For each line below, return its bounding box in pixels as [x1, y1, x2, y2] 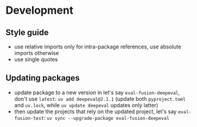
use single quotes [14, 56, 58, 63]
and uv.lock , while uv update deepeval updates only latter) [14, 101, 158, 109]
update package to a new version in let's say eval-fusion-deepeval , [14, 89, 180, 96]
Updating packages [5, 73, 80, 83]
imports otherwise [14, 49, 59, 57]
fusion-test [14, 115, 44, 121]
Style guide [5, 27, 49, 38]
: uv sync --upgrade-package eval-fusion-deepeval [43, 114, 170, 121]
